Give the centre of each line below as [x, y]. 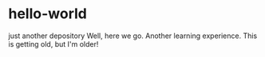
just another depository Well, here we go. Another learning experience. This [133, 36]
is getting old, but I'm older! [53, 44]
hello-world [48, 14]
